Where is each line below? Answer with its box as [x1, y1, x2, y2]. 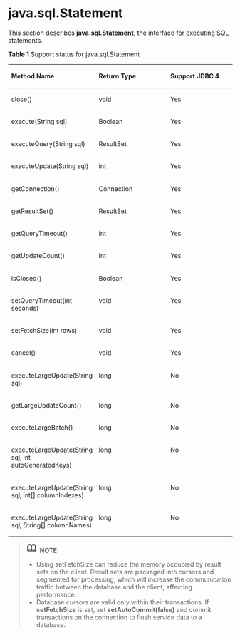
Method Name [11, 72, 55, 81]
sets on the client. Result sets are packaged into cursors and [36, 568, 214, 577]
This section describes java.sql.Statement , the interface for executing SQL [8, 29, 229, 37]
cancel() [11, 349, 36, 357]
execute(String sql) [11, 117, 68, 125]
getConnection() [11, 184, 60, 193]
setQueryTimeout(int [11, 296, 72, 304]
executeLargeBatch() [11, 423, 73, 432]
